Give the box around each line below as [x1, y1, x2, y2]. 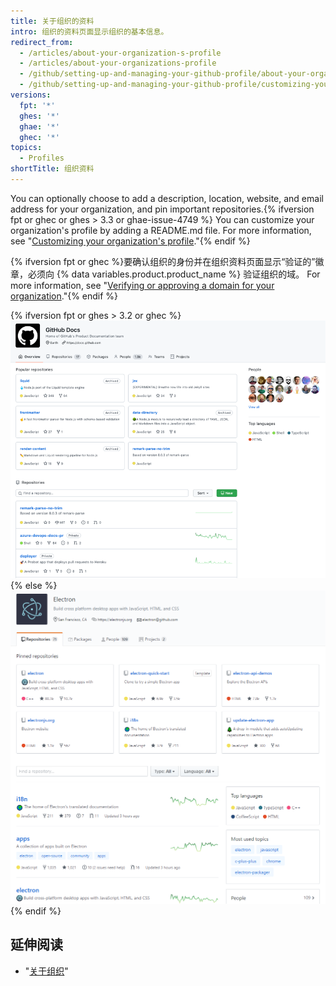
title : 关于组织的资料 [10, 16, 95, 26]
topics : [10, 143, 43, 153]
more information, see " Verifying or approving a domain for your [10, 279, 275, 291]
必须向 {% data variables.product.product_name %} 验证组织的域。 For [27, 268, 321, 280]
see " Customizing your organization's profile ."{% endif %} [10, 235, 251, 247]
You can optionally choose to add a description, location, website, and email [10, 192, 324, 204]
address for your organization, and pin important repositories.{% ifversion [10, 203, 315, 215]
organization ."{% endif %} [10, 290, 119, 302]
